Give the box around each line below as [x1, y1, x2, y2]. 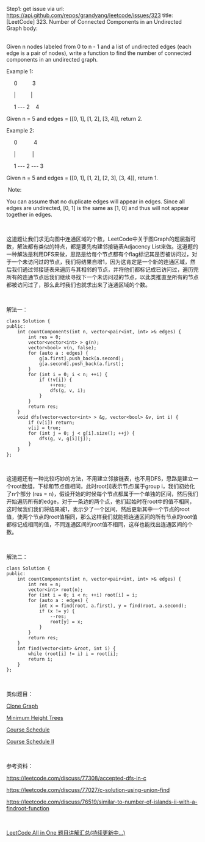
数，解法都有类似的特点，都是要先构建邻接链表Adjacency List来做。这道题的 [6, 243, 198, 250]
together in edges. [6, 211, 53, 218]
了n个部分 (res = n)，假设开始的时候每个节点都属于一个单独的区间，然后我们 [6, 490, 198, 497]
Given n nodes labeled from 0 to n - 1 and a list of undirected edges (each [6, 43, 192, 50]
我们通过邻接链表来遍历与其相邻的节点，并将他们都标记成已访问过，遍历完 [11, 266, 199, 273]
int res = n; [28, 581, 62, 587]
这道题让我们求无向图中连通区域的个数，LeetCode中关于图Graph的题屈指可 [6, 235, 196, 242]
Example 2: [6, 127, 35, 134]
